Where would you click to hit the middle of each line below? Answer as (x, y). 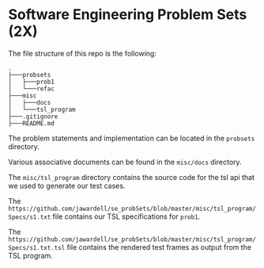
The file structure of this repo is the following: (82, 53)
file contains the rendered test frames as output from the (159, 247)
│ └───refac (32, 89)
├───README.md (32, 123)
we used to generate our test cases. (67, 186)
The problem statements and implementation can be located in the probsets (132, 138)
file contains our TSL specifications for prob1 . (126, 216)
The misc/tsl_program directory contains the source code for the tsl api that (132, 177)
